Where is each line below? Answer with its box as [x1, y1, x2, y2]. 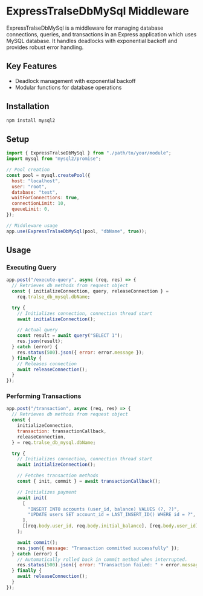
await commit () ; [17, 539, 59, 546]
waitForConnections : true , [11, 195, 80, 201]
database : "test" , [11, 189, 59, 195]
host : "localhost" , [11, 177, 61, 184]
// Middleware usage [6, 222, 59, 228]
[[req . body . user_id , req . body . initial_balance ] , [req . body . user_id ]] [22, 523, 201, 529]
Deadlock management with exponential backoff [14, 77, 136, 84]
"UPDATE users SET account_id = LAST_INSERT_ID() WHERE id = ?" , [28, 512, 196, 518]
